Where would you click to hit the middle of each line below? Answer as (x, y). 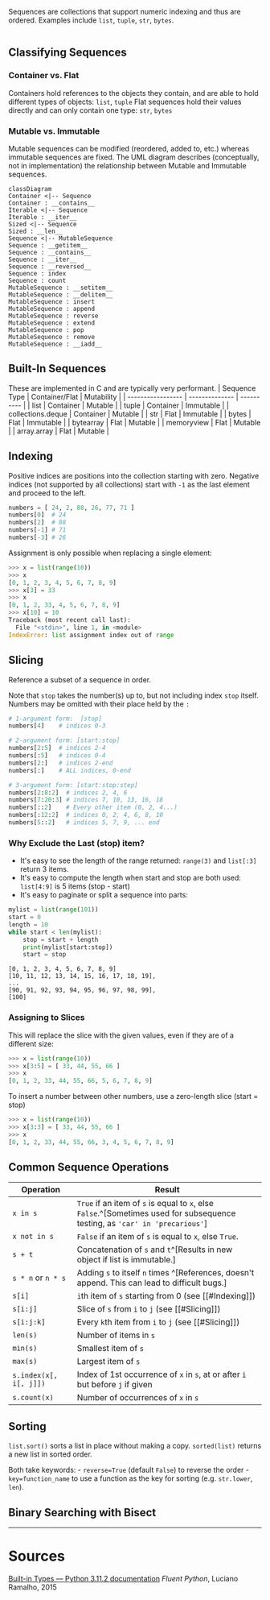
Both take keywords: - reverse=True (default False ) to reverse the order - (129, 1470)
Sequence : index (37, 273)
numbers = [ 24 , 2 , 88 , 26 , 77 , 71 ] (72, 508)
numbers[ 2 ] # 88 (37, 523)
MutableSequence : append (51, 309)
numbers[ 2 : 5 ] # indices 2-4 (57, 748)
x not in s (33, 1237)
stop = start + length (61, 939)
